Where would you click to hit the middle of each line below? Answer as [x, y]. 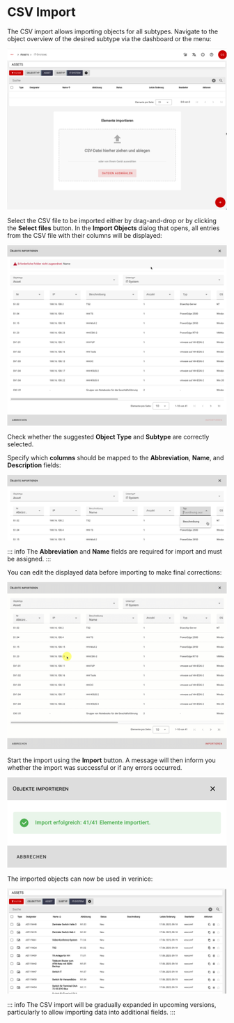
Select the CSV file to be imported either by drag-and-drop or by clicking [112, 221]
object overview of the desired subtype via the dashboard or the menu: [109, 38]
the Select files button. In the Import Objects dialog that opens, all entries [114, 228]
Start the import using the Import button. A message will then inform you [111, 760]
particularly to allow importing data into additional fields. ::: [91, 1013]
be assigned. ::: [29, 559]
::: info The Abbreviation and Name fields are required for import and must [115, 551]
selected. [21, 444]
